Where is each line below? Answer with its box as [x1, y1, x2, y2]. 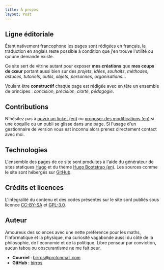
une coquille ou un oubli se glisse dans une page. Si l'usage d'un [5, 121, 137, 127]
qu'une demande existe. [5, 54, 54, 60]
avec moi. [5, 132, 25, 137]
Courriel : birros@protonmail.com [12, 254, 81, 260]
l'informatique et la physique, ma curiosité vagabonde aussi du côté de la [5, 235, 153, 240]
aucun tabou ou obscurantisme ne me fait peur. [5, 245, 101, 251]
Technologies [5, 146, 48, 154]
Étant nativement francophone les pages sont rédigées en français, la [5, 43, 146, 49]
